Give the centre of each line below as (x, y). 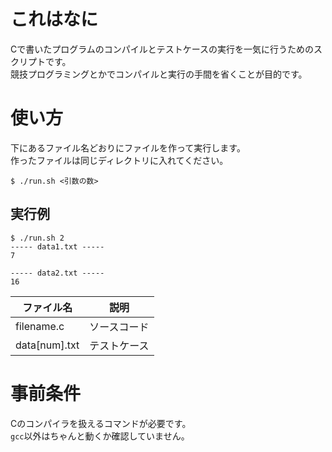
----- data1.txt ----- (57, 246)
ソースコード (119, 327)
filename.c (40, 326)
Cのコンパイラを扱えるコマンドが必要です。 (101, 423)
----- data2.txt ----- (57, 273)
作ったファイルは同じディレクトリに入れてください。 (119, 160)
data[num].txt (47, 345)
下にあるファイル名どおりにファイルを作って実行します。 (128, 147)
